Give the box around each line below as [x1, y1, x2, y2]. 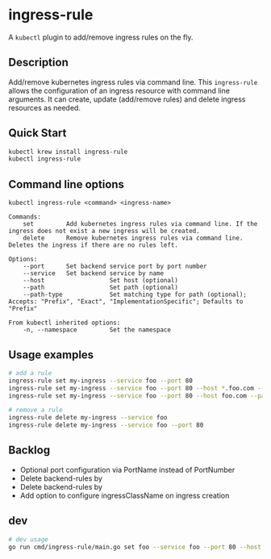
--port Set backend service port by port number [23, 262, 207, 271]
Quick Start [8, 127, 67, 140]
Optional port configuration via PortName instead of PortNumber [19, 465, 236, 474]
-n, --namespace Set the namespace [23, 326, 172, 334]
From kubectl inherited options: [8, 319, 121, 327]
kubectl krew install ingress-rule [8, 148, 128, 156]
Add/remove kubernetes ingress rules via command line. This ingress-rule [8, 77, 258, 86]
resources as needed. [8, 102, 81, 112]
